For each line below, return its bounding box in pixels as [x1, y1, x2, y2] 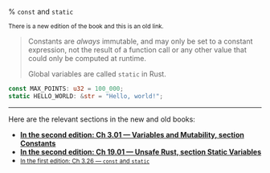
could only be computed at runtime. [27, 54, 147, 63]
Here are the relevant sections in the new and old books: [8, 114, 195, 124]
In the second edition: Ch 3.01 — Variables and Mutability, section [19, 130, 245, 139]
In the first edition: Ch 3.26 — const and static [19, 157, 150, 165]
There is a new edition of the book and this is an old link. [8, 23, 164, 31]
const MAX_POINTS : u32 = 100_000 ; [8, 84, 125, 93]
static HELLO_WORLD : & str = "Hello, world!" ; [8, 92, 163, 100]
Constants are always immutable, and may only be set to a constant [27, 36, 253, 46]
